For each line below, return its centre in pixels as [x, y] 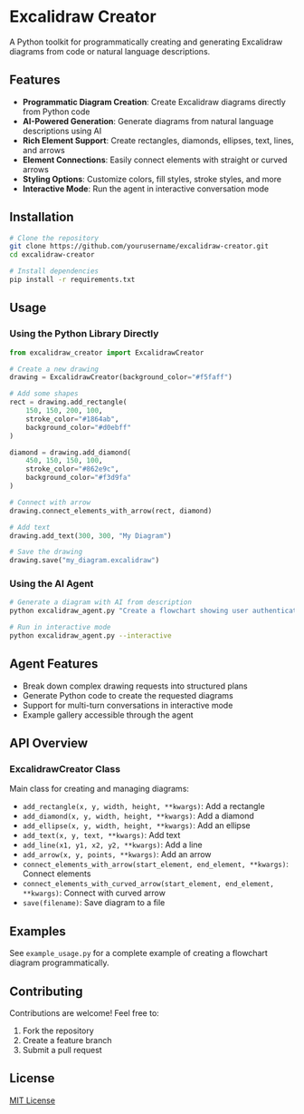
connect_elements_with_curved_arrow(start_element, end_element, [148, 884]
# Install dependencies [54, 271]
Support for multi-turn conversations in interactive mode [128, 705]
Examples [38, 931]
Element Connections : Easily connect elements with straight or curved [155, 160]
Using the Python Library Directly [84, 334]
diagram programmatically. [59, 963]
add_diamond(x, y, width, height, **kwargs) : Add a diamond [138, 816]
